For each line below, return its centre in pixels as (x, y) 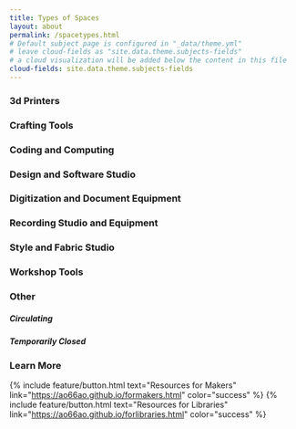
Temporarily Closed (48, 341)
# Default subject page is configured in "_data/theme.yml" (126, 43)
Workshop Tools (46, 272)
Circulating (31, 318)
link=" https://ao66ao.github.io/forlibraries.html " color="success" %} (138, 414)
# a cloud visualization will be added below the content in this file (148, 60)
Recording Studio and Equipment (84, 223)
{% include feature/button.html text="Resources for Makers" (123, 385)
